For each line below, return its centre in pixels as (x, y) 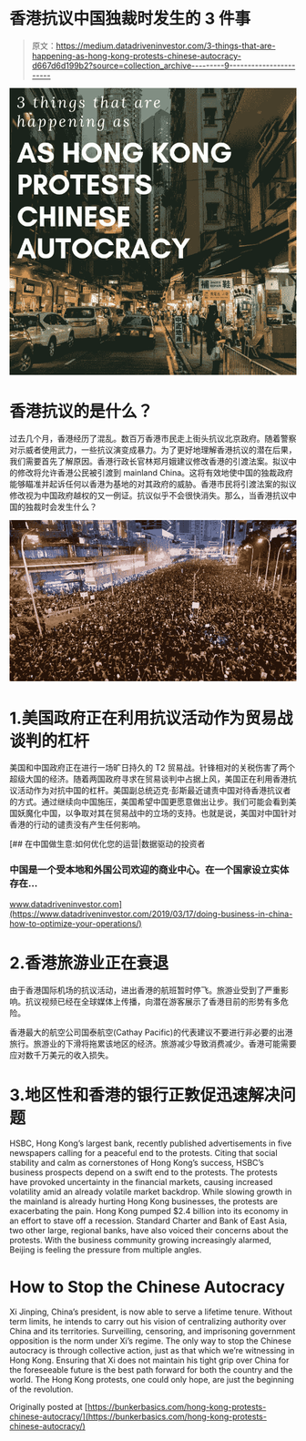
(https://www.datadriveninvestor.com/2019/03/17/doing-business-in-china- (151, 914)
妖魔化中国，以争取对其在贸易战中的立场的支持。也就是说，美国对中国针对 (157, 813)
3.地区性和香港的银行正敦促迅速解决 (145, 1095)
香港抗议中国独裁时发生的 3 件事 (130, 19)
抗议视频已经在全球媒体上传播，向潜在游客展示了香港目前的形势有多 (153, 1001)
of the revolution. (41, 1389)
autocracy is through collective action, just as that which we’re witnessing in (152, 1351)
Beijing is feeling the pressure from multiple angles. (106, 1250)
